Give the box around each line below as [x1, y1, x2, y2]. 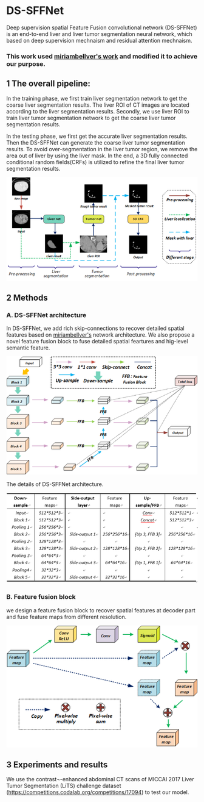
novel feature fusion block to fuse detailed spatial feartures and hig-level [6, 338, 188, 345]
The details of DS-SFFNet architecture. [6, 481, 104, 488]
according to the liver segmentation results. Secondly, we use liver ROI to [6, 107, 189, 115]
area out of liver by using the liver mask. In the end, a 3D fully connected [6, 152, 188, 159]
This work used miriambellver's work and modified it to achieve [6, 52, 198, 60]
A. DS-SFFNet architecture [6, 310, 87, 319]
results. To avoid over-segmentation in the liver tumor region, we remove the [6, 145, 198, 152]
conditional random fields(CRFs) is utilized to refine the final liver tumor [6, 158, 185, 165]
